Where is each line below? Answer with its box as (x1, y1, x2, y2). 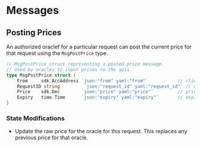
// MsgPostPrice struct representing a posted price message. (6, 61, 165, 67)
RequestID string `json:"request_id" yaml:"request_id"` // (17, 83, 191, 90)
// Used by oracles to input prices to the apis (6, 66, 130, 72)
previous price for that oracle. (14, 134, 89, 141)
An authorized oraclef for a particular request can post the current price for (6, 43, 192, 50)
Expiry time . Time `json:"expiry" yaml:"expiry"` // (17, 94, 184, 100)
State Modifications (6, 114, 65, 122)
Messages (6, 4, 59, 17)
